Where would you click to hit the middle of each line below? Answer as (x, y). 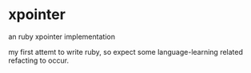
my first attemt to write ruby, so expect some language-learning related (126, 52)
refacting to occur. (39, 60)
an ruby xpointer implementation (62, 36)
